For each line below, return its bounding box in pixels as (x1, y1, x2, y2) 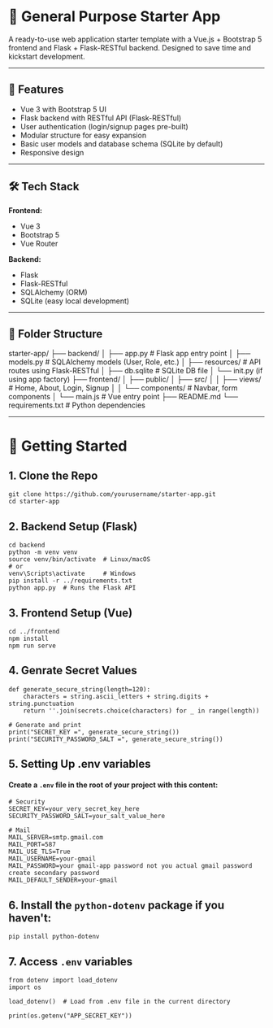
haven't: (8, 911, 52, 925)
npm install (8, 634, 49, 642)
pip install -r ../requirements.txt (8, 577, 132, 585)
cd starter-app (8, 498, 60, 506)
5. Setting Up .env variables (8, 757, 152, 771)
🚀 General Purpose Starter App (8, 7, 221, 26)
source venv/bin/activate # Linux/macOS (8, 555, 151, 564)
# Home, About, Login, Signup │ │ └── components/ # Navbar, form (8, 383, 238, 393)
